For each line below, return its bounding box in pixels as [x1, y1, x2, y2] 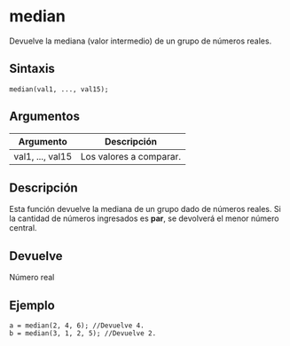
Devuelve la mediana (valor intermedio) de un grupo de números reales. [9, 35, 272, 46]
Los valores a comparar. [80, 150, 182, 162]
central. [9, 223, 37, 233]
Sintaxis [9, 61, 56, 76]
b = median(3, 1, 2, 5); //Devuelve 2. [9, 329, 157, 338]
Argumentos [9, 109, 80, 124]
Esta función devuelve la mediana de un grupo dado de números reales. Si [9, 204, 281, 215]
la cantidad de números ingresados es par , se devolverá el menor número [9, 213, 279, 224]
